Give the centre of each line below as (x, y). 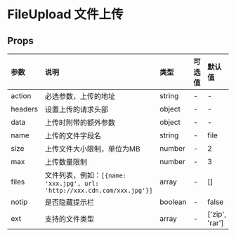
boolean (173, 202)
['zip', (217, 214)
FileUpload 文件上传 (66, 14)
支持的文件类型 (70, 219)
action (21, 96)
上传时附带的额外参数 (80, 122)
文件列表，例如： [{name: (85, 175)
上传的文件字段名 (73, 136)
